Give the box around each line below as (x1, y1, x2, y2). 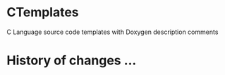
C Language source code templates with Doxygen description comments (6, 28, 219, 36)
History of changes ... (6, 52, 137, 69)
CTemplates (6, 4, 79, 21)
